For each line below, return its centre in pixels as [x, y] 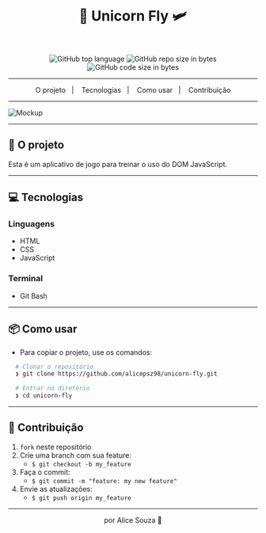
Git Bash [33, 295]
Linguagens [32, 224]
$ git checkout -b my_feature [82, 464]
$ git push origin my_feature [82, 498]
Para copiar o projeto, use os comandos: [86, 352]
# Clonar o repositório [54, 367]
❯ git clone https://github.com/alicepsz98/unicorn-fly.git [116, 374]
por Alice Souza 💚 [133, 520]
